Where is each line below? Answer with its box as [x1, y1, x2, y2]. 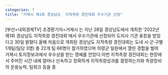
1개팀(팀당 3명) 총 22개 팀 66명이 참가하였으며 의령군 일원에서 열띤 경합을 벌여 [5, 45, 159, 51]
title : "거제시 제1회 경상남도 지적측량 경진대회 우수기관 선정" [5, 12, 123, 17]
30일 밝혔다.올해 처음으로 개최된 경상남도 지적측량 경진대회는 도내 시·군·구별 [14, 38, 163, 45]
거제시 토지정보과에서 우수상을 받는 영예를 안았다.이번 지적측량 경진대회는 [5, 51, 149, 57]
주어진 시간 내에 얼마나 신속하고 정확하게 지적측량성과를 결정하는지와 [10, 57, 144, 63]
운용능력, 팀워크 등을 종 [10, 63, 56, 70]
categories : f [5, 7, 35, 12]
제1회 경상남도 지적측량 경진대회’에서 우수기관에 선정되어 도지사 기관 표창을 [5, 32, 151, 38]
